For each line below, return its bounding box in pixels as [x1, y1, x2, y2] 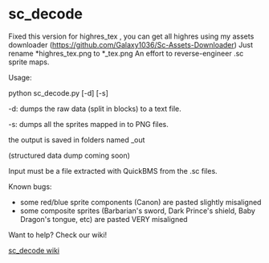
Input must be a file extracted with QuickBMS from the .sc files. [8, 166, 218, 175]
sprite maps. [8, 57, 50, 67]
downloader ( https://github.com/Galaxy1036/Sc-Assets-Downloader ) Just [8, 39, 254, 49]
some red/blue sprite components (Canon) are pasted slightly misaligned [19, 197, 262, 207]
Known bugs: [8, 182, 52, 191]
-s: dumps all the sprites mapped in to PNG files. [8, 119, 169, 129]
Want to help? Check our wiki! [8, 230, 108, 240]
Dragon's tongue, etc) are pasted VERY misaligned [19, 214, 188, 224]
